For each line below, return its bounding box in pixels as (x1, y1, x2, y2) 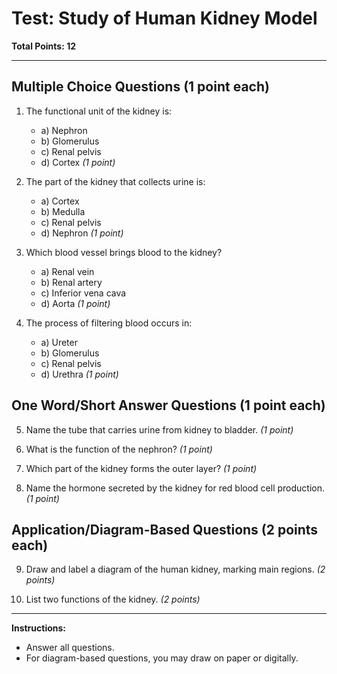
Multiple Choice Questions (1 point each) (11, 78, 270, 96)
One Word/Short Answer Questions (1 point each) (11, 397, 326, 414)
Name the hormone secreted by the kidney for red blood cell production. (25, 482, 326, 494)
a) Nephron (40, 124, 88, 136)
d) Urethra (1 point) (40, 368, 119, 380)
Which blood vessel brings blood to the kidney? (25, 246, 223, 258)
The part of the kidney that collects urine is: (25, 175, 206, 187)
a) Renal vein (40, 265, 95, 277)
